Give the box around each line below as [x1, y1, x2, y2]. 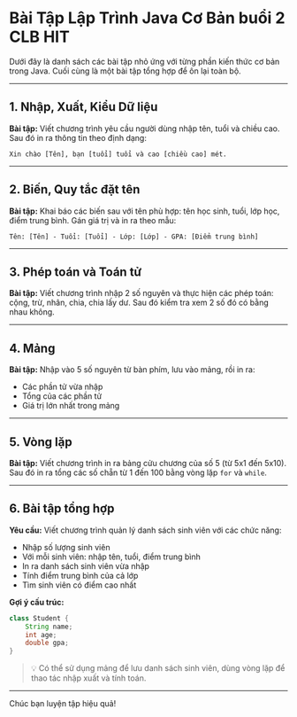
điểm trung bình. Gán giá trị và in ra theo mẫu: [9, 214, 177, 225]
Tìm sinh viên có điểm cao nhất [21, 580, 137, 590]
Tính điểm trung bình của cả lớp [21, 570, 139, 581]
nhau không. [9, 307, 55, 317]
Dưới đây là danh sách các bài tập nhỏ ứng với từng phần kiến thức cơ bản [9, 56, 280, 66]
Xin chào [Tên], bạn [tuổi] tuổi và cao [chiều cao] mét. [9, 150, 227, 159]
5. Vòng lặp [9, 434, 72, 449]
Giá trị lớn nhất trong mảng [21, 401, 120, 411]
